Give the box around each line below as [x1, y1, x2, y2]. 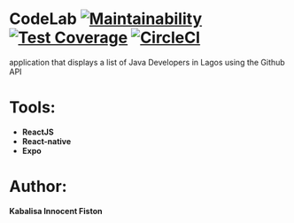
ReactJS [21, 127, 55, 137]
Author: [9, 177, 68, 196]
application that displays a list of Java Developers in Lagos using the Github [9, 57, 285, 67]
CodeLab [9, 9, 77, 29]
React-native [21, 135, 72, 146]
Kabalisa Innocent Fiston [9, 205, 103, 216]
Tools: [9, 97, 56, 118]
